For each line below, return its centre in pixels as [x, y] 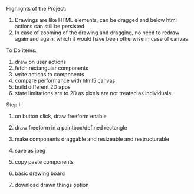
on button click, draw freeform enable [61, 116]
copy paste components [44, 162]
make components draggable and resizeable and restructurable [92, 139]
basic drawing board [40, 173]
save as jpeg [30, 151]
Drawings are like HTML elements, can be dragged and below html [96, 20]
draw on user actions [40, 62]
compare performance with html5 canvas [65, 80]
